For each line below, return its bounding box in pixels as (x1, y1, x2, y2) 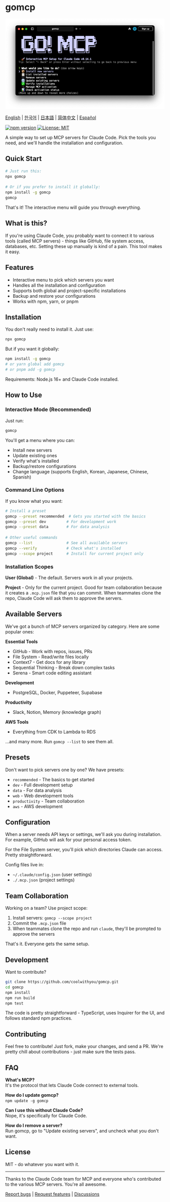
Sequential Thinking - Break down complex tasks (12, 664, 115, 670)
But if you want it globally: (5, 346, 60, 352)
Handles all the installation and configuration (12, 282, 106, 288)
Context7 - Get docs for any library (12, 659, 86, 665)
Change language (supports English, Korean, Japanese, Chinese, (12, 468, 149, 474)
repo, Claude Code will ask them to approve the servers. (5, 595, 123, 601)
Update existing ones (12, 452, 57, 458)
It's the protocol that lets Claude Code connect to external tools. (5, 1083, 139, 1089)
